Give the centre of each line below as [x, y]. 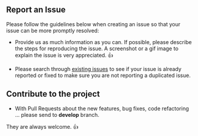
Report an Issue [36, 10]
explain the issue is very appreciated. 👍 [64, 55]
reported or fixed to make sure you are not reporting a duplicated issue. [103, 75]
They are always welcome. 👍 [42, 126]
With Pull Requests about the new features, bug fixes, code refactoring [102, 108]
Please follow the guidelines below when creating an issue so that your [93, 24]
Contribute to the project [53, 94]
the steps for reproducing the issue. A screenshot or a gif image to [97, 48]
